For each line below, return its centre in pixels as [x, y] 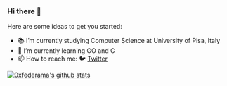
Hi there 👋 [25, 11]
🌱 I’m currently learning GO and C [66, 51]
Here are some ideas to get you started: [65, 27]
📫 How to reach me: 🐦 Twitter [62, 59]
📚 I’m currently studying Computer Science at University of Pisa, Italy [119, 41]
